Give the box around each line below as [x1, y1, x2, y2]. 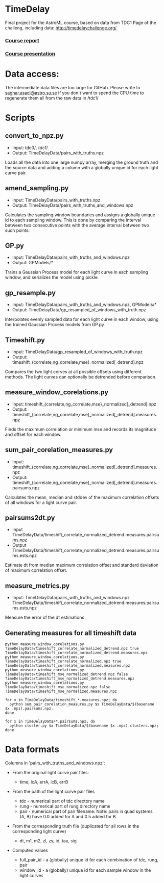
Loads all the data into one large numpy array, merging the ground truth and [5, 159, 158, 165]
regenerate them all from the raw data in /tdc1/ [5, 95, 99, 101]
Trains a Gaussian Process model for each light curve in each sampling [5, 269, 148, 275]
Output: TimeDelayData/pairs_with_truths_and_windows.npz [12, 202, 134, 208]
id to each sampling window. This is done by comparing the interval [5, 217, 141, 223]
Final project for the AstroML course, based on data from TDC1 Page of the [5, 20, 157, 25]
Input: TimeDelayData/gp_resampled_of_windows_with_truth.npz [12, 349, 143, 354]
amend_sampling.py [5, 184, 69, 192]
